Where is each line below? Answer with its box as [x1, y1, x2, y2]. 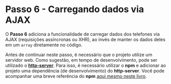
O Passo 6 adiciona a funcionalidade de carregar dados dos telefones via [5, 31, 160, 37]
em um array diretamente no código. [5, 41, 83, 48]
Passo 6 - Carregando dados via [5, 4, 144, 15]
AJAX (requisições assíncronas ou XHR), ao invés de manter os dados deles [5, 36, 166, 43]
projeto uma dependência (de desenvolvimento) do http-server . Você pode [5, 67, 165, 74]
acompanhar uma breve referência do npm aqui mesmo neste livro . [5, 73, 147, 79]
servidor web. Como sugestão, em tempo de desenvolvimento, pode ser [5, 57, 158, 63]
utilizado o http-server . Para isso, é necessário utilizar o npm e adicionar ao [5, 62, 166, 68]
